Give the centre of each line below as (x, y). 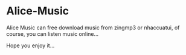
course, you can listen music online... (53, 33)
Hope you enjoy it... (30, 45)
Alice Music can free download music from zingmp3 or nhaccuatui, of (93, 27)
